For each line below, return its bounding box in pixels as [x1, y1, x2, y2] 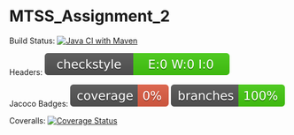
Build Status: [9, 35, 56, 46]
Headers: [9, 66, 43, 77]
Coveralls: [9, 115, 46, 125]
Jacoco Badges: [9, 98, 69, 109]
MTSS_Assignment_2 [9, 6, 171, 26]
